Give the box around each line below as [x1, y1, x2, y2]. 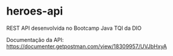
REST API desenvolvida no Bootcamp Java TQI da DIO [6, 24, 142, 32]
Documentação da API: [6, 36, 64, 43]
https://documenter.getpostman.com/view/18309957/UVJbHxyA [6, 43, 167, 50]
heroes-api [6, 4, 63, 18]
